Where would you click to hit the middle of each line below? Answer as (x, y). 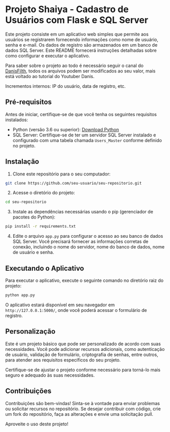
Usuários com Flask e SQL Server (77, 20)
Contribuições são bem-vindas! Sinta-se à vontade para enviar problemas (82, 403)
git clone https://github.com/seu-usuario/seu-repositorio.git (74, 183)
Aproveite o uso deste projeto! (37, 424)
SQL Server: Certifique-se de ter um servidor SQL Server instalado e (84, 135)
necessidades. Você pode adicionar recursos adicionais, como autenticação (85, 349)
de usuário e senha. (33, 253)
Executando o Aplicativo (45, 268)
